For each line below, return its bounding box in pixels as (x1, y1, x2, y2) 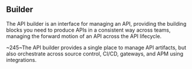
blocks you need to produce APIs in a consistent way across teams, (6, 26, 171, 33)
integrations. (6, 56, 37, 63)
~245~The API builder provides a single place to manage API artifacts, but (6, 44, 187, 51)
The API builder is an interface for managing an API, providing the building (6, 20, 187, 27)
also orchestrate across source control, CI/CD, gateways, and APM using (6, 50, 184, 57)
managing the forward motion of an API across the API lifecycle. (6, 32, 162, 40)
